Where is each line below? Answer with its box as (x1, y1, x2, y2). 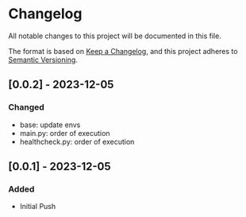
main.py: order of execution (19, 128, 110, 138)
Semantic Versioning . (8, 55, 78, 64)
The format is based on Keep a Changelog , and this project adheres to (8, 46, 238, 56)
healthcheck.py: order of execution (19, 137, 135, 146)
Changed (8, 102, 45, 113)
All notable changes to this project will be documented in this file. (8, 31, 222, 41)
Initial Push (19, 202, 56, 211)
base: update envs (19, 120, 81, 130)
